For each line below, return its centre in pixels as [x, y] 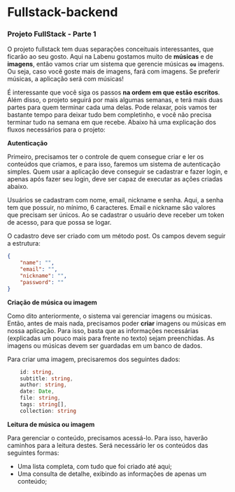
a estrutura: [24, 244]
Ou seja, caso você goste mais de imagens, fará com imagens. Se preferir [114, 71]
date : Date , [37, 392]
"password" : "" [42, 282]
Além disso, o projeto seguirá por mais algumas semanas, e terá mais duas [115, 100]
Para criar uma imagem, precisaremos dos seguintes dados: [94, 359]
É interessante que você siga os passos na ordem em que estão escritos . [114, 92]
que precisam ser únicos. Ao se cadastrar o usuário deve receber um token [116, 215]
